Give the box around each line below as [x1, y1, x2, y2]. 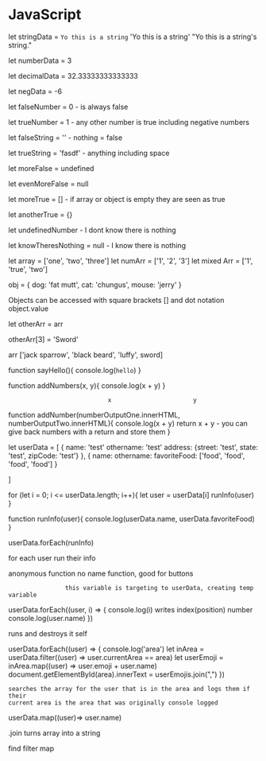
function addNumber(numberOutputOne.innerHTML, [8, 410, 181, 419]
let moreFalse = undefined [8, 163, 94, 173]
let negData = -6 [8, 86, 62, 96]
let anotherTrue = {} [8, 209, 73, 219]
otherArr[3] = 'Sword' [8, 334, 79, 344]
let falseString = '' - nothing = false [8, 133, 123, 142]
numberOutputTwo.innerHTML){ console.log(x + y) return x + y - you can [8, 418, 249, 428]
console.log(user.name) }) [8, 613, 94, 623]
